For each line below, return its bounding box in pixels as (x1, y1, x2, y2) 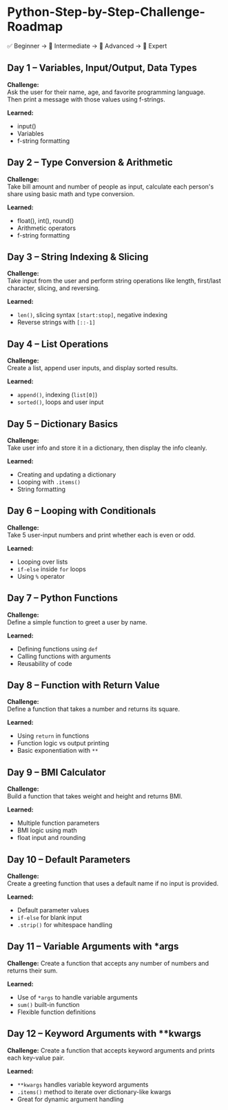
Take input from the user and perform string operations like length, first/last (7, 277, 222, 285)
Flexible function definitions (17, 1008, 96, 1016)
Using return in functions (17, 731, 90, 740)
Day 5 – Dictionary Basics (7, 418, 118, 430)
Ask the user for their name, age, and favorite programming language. (7, 88, 205, 96)
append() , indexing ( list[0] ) (17, 391, 98, 399)
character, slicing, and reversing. (7, 284, 100, 292)
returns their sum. (7, 966, 58, 975)
